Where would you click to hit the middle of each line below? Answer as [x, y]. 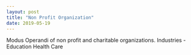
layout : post [23, 12]
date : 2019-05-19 [28, 23]
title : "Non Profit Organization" [50, 18]
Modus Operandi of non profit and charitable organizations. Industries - [96, 40]
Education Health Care [35, 47]
